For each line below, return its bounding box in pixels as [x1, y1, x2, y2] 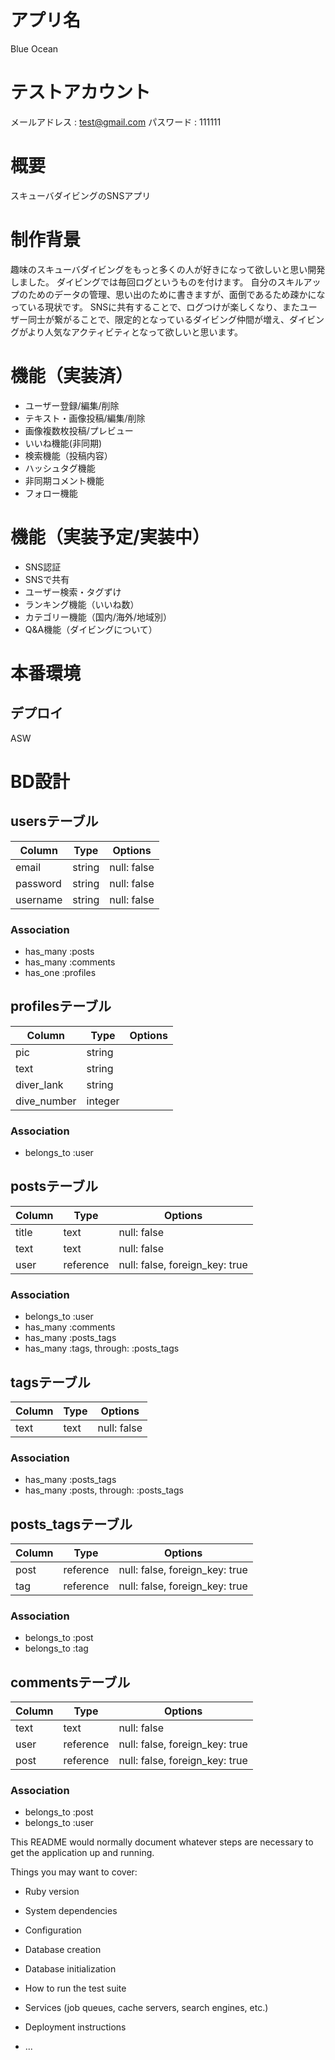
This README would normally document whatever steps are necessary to [10, 1836, 314, 1848]
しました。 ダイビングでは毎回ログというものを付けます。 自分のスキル [10, 276, 304, 288]
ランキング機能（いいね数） [24, 598, 140, 610]
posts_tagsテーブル [10, 1516, 133, 1533]
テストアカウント [10, 81, 152, 104]
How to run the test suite [24, 1982, 127, 1995]
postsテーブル [10, 1178, 98, 1195]
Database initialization [24, 1963, 117, 1975]
